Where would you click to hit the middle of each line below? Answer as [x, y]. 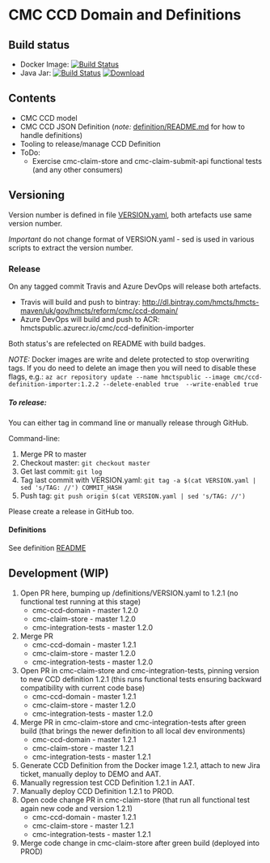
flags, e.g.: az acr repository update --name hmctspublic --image [119, 376]
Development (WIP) [59, 573]
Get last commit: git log [61, 471]
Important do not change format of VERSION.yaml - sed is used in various [131, 239]
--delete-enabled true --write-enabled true [180, 384]
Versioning [36, 195]
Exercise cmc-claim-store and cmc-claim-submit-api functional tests [147, 161]
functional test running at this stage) [80, 601]
